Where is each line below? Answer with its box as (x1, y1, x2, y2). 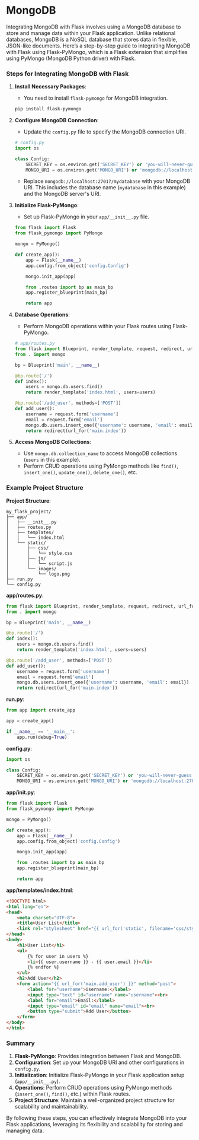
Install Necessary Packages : (14, 83, 87, 90)
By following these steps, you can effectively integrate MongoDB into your (6, 1114, 188, 1122)
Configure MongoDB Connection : (14, 117, 99, 124)
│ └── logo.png (6, 571, 70, 577)
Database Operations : (14, 311, 70, 318)
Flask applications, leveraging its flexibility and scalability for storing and (6, 1121, 183, 1128)
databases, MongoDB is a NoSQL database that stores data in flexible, (6, 36, 178, 43)
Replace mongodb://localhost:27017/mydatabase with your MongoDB (23, 177, 191, 185)
